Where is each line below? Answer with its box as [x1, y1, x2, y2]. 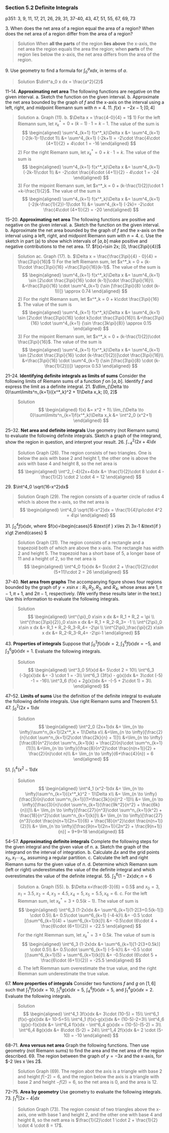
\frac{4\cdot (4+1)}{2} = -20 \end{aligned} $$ [43, 206, 139, 213]
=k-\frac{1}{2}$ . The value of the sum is [17, 188, 101, 194]
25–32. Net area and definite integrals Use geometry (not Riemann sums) [5, 427, 159, 433]
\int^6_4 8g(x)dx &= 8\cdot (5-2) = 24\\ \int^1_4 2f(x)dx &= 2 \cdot [19, 1027, 156, 1033]
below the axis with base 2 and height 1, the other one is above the [17, 455, 156, 462]
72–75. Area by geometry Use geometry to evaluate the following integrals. [5, 1089, 162, 1095]
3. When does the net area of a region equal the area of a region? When [5, 25, 155, 31]
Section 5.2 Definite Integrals [5, 4, 78, 11]
